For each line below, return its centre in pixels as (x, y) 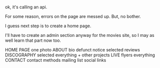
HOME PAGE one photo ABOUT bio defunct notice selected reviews (72, 50)
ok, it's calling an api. (26, 7)
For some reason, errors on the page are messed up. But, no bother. (73, 16)
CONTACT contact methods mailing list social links (56, 60)
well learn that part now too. (33, 40)
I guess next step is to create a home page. (48, 26)
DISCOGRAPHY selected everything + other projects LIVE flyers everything (80, 55)
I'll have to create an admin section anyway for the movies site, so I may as (80, 35)
